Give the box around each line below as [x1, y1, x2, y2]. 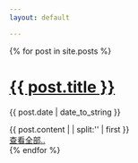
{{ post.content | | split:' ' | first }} [9, 124, 130, 134]
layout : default [9, 13, 70, 22]
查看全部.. [9, 134, 47, 145]
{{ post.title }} [9, 77, 116, 97]
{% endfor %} [9, 144, 61, 155]
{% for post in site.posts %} [9, 46, 112, 56]
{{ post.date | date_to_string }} [9, 107, 121, 117]
